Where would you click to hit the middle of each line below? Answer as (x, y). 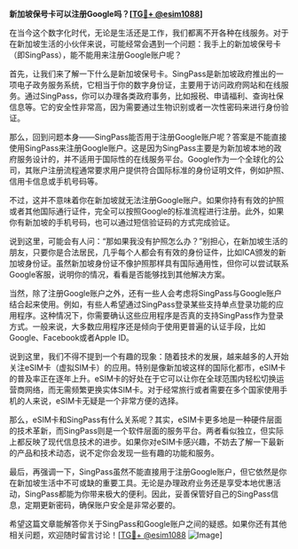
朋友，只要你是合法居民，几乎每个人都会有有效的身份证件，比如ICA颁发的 (144, 252)
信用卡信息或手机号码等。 (56, 181)
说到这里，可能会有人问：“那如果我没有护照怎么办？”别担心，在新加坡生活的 (149, 241)
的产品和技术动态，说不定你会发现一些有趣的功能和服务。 (114, 453)
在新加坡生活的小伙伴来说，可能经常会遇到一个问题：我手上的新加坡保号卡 (145, 44)
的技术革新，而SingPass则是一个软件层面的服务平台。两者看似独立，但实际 (146, 431)
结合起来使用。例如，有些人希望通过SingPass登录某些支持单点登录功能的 (143, 304)
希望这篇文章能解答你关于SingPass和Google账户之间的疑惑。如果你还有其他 (148, 524)
